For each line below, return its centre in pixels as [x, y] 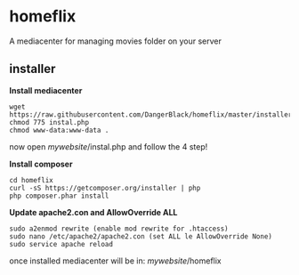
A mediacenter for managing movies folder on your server [116, 41]
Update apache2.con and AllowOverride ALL [93, 212]
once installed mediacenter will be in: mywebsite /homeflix [115, 261]
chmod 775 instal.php [49, 122]
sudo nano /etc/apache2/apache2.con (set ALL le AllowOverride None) [141, 236]
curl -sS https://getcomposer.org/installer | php [105, 188]
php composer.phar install [59, 196]
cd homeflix [31, 180]
